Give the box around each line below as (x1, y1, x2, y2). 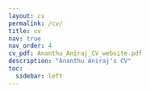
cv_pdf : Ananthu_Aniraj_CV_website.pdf (8, 49, 143, 57)
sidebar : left (15, 72, 63, 80)
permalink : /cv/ (8, 19, 63, 27)
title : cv (8, 27, 42, 35)
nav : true (8, 34, 42, 43)
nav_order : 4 (8, 42, 52, 50)
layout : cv (8, 11, 45, 20)
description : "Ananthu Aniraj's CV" (8, 57, 131, 66)
